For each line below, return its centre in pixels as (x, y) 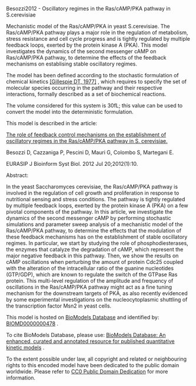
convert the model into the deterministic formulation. (70, 112)
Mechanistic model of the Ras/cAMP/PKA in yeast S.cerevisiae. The (88, 26)
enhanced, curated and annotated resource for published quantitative (90, 341)
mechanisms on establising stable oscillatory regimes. (72, 64)
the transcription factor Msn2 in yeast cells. (59, 306)
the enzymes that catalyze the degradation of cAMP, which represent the (95, 249)
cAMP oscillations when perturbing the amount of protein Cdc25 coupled (95, 262)
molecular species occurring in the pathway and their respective (84, 88)
